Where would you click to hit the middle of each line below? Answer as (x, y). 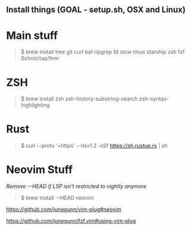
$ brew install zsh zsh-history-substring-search (79, 99)
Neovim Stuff (40, 170)
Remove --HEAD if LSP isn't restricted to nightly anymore (76, 187)
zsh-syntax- (154, 99)
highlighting (35, 105)
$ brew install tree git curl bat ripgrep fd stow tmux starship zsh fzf (103, 52)
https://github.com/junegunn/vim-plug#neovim (64, 209)
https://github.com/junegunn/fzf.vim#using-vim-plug (71, 221)
